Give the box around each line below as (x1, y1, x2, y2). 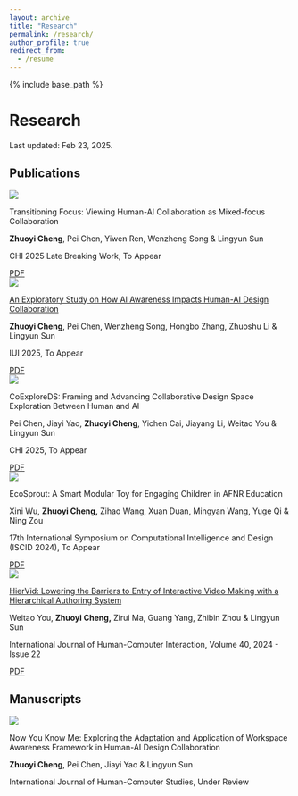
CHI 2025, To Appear (9, 444, 87, 456)
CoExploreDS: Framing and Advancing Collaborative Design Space (9, 390, 254, 402)
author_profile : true (9, 38, 90, 47)
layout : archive (9, 13, 70, 22)
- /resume (17, 54, 54, 63)
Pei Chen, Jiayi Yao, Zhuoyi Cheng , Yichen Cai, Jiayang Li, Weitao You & (9, 417, 277, 429)
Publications (9, 166, 81, 181)
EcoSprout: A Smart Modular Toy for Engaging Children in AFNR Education (9, 488, 284, 499)
